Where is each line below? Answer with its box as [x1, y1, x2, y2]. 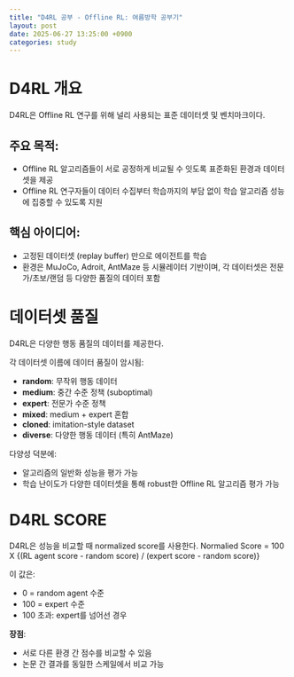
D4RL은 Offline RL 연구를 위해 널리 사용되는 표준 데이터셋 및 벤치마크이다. [9, 110, 266, 121]
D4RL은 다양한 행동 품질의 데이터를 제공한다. [9, 338, 164, 349]
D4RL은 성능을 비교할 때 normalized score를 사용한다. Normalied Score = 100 [9, 540, 285, 551]
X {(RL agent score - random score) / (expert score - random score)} [9, 550, 260, 561]
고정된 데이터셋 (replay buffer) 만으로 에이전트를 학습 [21, 250, 207, 261]
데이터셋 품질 [9, 307, 99, 327]
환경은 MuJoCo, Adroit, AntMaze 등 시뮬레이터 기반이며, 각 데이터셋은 [21, 261, 268, 272]
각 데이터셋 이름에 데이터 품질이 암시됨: [9, 357, 144, 367]
